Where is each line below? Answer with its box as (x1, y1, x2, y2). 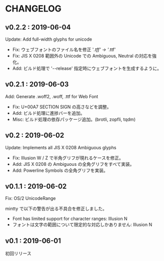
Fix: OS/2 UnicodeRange (5, 195, 56, 201)
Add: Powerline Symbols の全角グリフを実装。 (12, 167, 108, 173)
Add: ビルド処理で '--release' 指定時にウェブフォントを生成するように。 (12, 66, 161, 71)
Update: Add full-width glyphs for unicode (5, 36, 92, 42)
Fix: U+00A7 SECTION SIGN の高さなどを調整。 (12, 104, 111, 110)
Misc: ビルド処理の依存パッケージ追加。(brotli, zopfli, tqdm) (12, 116, 136, 122)
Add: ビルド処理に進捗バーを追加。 (12, 110, 85, 116)
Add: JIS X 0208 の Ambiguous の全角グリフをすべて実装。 (12, 161, 134, 167)
